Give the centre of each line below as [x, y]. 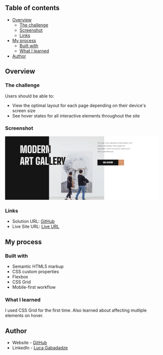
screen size [24, 110]
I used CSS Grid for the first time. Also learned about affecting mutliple [76, 310]
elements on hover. [24, 316]
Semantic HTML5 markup [38, 266]
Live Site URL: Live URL [36, 227]
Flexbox [20, 277]
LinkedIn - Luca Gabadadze [40, 348]
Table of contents [32, 8]
